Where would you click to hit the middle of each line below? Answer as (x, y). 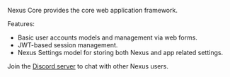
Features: (21, 24)
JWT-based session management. (68, 45)
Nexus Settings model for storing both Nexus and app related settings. (120, 53)
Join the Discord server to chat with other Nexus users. (88, 66)
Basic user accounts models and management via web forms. (108, 37)
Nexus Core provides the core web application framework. (93, 10)
